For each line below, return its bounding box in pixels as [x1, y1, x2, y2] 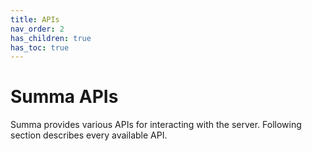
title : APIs [10, 14, 60, 25]
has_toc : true [10, 42, 70, 53]
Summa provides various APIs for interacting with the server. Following [10, 119, 302, 131]
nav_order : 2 [10, 24, 65, 34]
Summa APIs [10, 86, 119, 108]
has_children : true [10, 33, 92, 43]
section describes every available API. [10, 129, 168, 141]
